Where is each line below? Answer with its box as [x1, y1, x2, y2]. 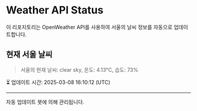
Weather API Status [6, 4, 104, 17]
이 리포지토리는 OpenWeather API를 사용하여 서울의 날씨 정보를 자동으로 [6, 23, 173, 30]
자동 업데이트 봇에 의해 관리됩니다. [6, 98, 84, 105]
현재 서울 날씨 [6, 50, 53, 60]
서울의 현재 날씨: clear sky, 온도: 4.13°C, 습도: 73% [20, 66, 139, 73]
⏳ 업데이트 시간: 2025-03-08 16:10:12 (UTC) [6, 78, 110, 85]
